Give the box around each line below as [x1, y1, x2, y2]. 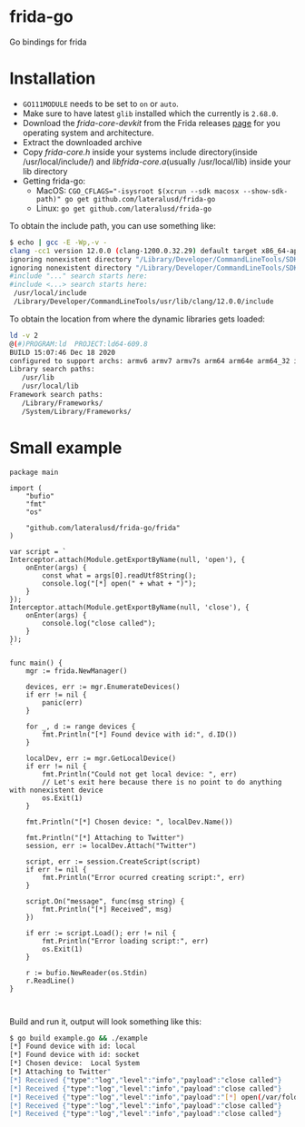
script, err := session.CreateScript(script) [25, 856, 202, 866]
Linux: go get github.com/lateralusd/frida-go [35, 203, 212, 213]
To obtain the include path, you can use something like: [9, 220, 216, 231]
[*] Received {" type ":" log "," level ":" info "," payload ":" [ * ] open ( [9, 1092, 261, 1102]
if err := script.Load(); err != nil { [25, 928, 177, 937]
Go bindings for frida [9, 36, 87, 47]
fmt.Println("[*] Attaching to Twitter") [25, 833, 184, 842]
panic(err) [42, 697, 84, 707]
